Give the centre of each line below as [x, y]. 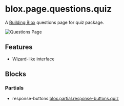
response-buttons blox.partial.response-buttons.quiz [65, 99]
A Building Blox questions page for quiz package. [54, 22]
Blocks [16, 74]
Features [19, 47]
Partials [14, 88]
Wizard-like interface [33, 59]
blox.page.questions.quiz [58, 9]
